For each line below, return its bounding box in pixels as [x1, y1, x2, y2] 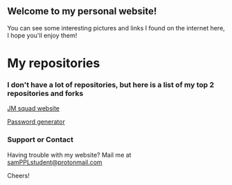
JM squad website [7, 104, 60, 113]
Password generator [7, 117, 66, 126]
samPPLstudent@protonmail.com [7, 158, 102, 166]
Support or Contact [7, 135, 74, 144]
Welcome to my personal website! [7, 6, 157, 17]
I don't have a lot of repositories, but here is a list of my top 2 [7, 79, 215, 89]
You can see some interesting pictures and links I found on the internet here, [7, 23, 225, 32]
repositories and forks [7, 88, 84, 98]
